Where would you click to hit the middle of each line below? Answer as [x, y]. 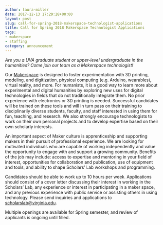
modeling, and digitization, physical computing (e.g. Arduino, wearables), [78, 80]
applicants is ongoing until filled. [37, 217]
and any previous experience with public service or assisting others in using [81, 192]
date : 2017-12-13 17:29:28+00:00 [39, 14]
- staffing [16, 42]
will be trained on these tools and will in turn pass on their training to [73, 106]
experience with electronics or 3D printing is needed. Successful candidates [81, 100]
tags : [10, 32]
